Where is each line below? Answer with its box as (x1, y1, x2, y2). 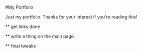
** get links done (5, 23, 40, 29)
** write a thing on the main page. (5, 33, 75, 39)
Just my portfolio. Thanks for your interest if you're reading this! (5, 14, 137, 19)
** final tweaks (5, 43, 36, 49)
